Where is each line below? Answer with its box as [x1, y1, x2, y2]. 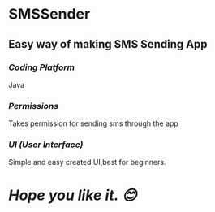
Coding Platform [8, 62, 75, 73]
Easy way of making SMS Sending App [8, 37, 209, 51]
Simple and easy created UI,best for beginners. [8, 158, 166, 167]
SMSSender [8, 5, 91, 24]
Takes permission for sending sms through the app [8, 119, 178, 128]
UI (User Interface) [8, 139, 84, 150]
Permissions [8, 100, 59, 111]
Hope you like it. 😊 [8, 186, 137, 204]
